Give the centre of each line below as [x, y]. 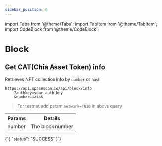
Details [52, 118]
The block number [52, 126]
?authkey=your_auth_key [39, 93]
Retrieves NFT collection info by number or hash [53, 79]
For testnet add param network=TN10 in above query [70, 106]
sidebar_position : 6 [27, 10]
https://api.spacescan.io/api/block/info [49, 88]
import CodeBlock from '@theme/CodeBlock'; [52, 29]
